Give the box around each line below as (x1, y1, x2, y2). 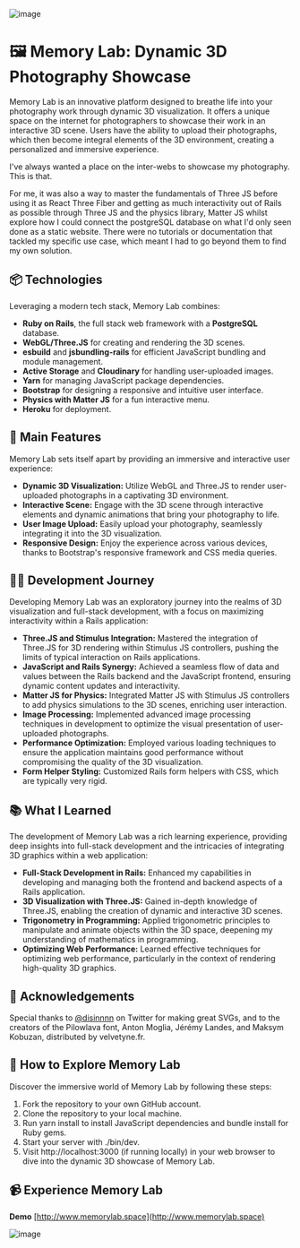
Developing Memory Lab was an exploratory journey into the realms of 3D (9, 597, 282, 607)
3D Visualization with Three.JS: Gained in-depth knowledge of (21, 896, 258, 907)
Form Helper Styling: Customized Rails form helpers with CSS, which (21, 766, 279, 777)
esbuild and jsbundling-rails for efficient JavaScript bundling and (21, 346, 267, 357)
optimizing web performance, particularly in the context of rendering (21, 953, 276, 964)
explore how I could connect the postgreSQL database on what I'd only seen (9, 216, 292, 228)
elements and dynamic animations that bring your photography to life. (21, 509, 280, 520)
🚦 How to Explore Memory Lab (9, 1057, 181, 1072)
